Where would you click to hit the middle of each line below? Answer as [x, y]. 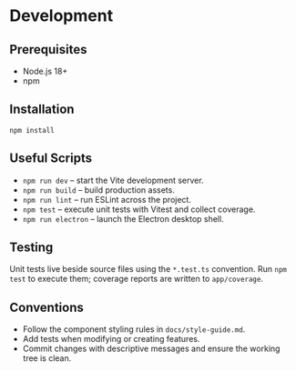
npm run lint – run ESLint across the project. [107, 199]
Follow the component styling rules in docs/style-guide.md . [134, 329]
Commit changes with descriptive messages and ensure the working [151, 349]
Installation [42, 110]
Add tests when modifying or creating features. [111, 339]
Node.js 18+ [45, 71]
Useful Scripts [51, 159]
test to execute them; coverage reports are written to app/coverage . [137, 279]
